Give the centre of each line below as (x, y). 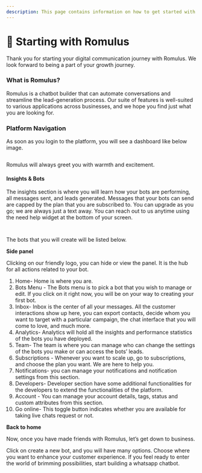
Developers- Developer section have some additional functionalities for (103, 384)
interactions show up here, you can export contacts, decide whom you (103, 313)
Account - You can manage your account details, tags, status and (96, 396)
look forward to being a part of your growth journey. (71, 64)
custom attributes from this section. (59, 403)
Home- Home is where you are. (54, 281)
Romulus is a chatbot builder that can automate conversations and (88, 93)
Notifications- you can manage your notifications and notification (96, 371)
